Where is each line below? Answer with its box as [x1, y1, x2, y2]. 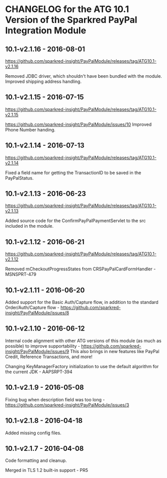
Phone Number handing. [5, 126, 56, 132]
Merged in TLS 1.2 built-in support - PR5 [5, 467, 88, 473]
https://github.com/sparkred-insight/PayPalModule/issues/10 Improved [5, 121, 152, 127]
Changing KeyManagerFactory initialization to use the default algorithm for [5, 363, 159, 369]
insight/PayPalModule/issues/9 [5, 348, 69, 354]
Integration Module [5, 25, 86, 36]
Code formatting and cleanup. [5, 457, 67, 463]
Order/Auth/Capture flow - [5, 304, 60, 310]
